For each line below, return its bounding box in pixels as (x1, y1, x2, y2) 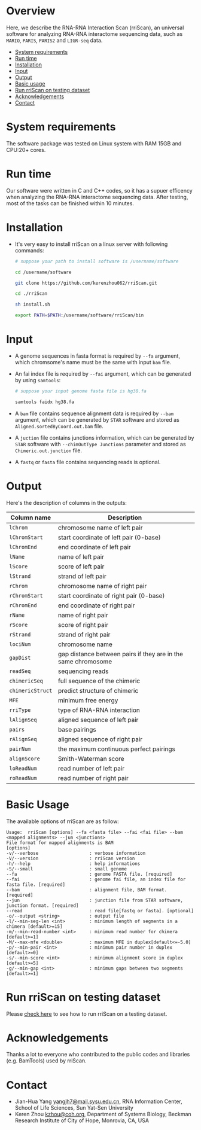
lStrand (9, 572, 31, 580)
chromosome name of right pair (57, 581, 147, 590)
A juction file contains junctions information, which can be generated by (14, 434, 194, 441)
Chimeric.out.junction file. (14, 447, 83, 454)
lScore (9, 563, 28, 569)
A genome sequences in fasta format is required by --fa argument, (14, 352, 181, 360)
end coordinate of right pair (57, 601, 135, 610)
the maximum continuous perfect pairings (57, 745, 175, 753)
